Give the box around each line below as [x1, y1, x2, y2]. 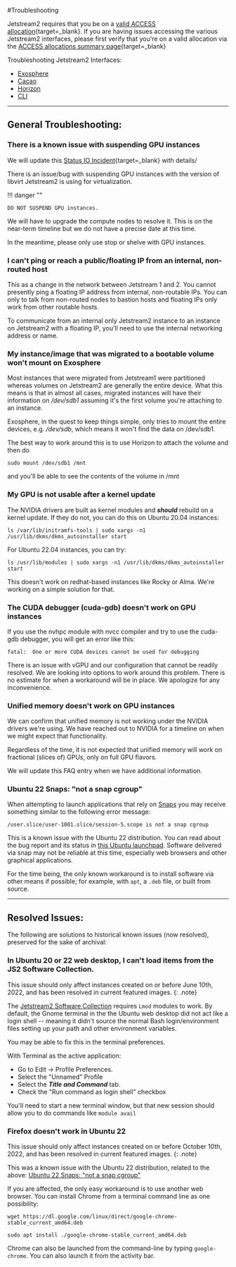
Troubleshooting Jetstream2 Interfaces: [7, 56, 122, 64]
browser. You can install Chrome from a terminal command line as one [7, 1192, 211, 1200]
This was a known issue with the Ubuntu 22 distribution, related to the [7, 1163, 210, 1172]
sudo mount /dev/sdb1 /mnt [7, 459, 86, 467]
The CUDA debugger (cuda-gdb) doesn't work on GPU [7, 602, 197, 612]
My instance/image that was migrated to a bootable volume [7, 349, 214, 359]
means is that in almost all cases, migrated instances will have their [7, 389, 202, 397]
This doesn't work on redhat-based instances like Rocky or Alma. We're [7, 577, 215, 586]
